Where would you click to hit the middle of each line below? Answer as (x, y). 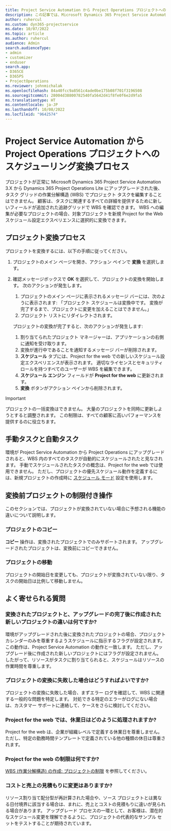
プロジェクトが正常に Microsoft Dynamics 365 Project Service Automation (83, 182)
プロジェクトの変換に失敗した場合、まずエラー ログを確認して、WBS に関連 (85, 692)
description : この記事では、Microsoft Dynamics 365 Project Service (77, 15)
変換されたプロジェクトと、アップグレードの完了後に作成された (83, 614)
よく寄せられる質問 (35, 599)
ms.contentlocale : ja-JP (32, 105)
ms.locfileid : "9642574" (32, 115)
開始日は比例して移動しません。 (52, 581)
